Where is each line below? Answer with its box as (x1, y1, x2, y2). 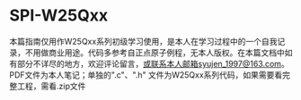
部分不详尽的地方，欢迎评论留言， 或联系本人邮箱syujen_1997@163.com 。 (16, 58, 289, 69)
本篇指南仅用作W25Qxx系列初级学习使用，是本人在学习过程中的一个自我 (9, 36, 278, 46)
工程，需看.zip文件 (16, 80, 86, 91)
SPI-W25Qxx (9, 5, 109, 26)
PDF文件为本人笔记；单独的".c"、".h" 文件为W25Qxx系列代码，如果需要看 (9, 69, 283, 80)
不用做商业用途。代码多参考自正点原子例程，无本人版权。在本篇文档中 (24, 46, 285, 58)
